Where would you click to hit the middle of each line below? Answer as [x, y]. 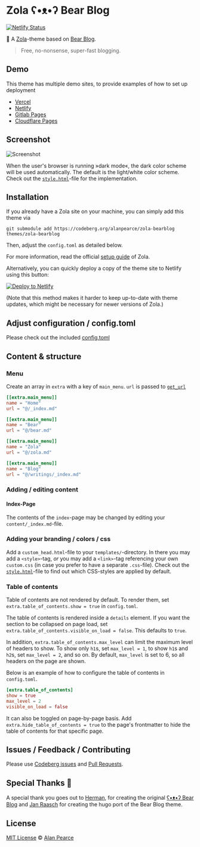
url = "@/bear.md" [29, 430]
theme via [19, 218]
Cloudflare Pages [36, 121]
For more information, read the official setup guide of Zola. [78, 257]
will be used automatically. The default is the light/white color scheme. [93, 172]
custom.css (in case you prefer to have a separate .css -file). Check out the [98, 564]
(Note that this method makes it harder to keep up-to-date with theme [92, 298]
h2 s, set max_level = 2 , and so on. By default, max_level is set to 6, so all [96, 655]
